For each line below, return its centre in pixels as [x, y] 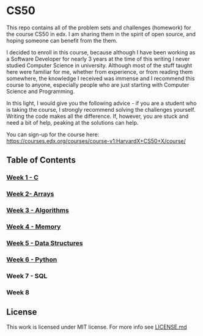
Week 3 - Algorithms [38, 210]
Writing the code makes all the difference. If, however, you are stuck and [98, 116]
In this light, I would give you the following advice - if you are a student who [102, 103]
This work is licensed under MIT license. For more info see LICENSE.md [97, 327]
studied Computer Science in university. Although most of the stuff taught [99, 65]
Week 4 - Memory [34, 227]
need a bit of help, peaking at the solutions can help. [72, 122]
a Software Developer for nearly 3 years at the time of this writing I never [98, 59]
